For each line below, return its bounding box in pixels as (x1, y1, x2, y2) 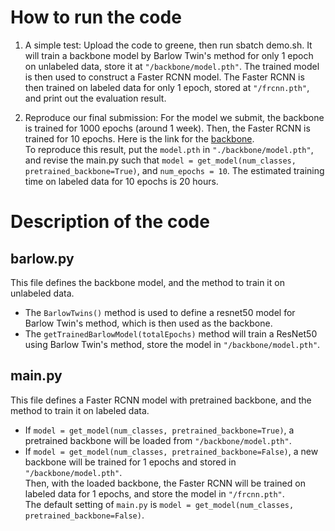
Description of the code (10, 211, 210, 233)
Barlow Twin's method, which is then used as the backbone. (24, 317, 273, 329)
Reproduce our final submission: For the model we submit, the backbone (24, 111, 325, 123)
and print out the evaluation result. (24, 92, 167, 104)
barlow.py (10, 250, 75, 267)
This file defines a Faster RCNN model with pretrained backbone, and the (10, 394, 312, 406)
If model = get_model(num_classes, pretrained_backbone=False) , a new (24, 445, 319, 457)
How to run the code (10, 6, 182, 29)
